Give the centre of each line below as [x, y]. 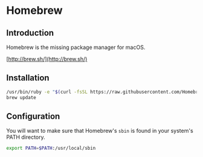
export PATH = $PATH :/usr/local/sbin [51, 149]
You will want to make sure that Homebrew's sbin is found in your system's [100, 131]
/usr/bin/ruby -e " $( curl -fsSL [47, 92]
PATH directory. [26, 137]
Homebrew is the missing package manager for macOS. [76, 47]
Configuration [33, 116]
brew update [21, 97]
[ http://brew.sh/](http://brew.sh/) [47, 59]
